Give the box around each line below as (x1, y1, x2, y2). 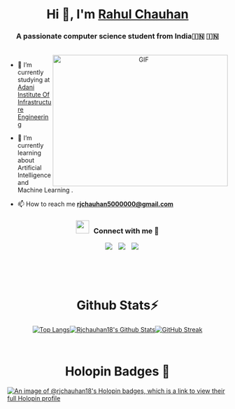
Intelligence (17, 171, 51, 179)
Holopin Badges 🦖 (65, 363, 170, 379)
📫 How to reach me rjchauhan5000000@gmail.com (17, 200, 173, 209)
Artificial (17, 164, 42, 172)
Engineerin (17, 113, 49, 121)
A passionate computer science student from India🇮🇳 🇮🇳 (16, 32, 219, 41)
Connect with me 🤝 (93, 226, 159, 236)
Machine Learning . (17, 186, 73, 195)
